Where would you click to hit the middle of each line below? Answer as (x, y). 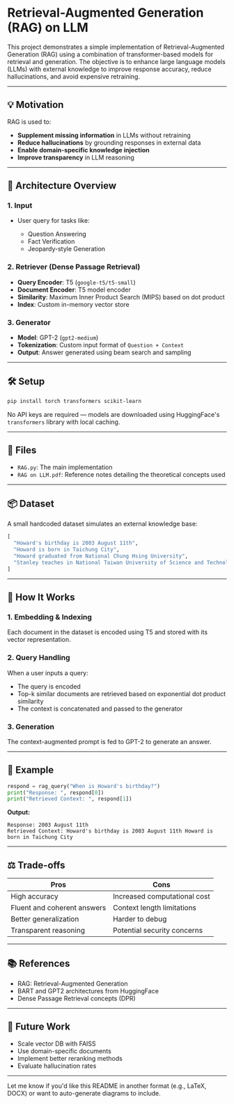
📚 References (39, 963)
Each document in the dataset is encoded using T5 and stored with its (107, 632)
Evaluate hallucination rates (57, 1066)
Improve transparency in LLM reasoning (76, 157)
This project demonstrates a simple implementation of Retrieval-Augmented (116, 47)
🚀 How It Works (41, 597)
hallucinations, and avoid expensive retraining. (74, 76)
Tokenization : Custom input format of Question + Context (101, 345)
